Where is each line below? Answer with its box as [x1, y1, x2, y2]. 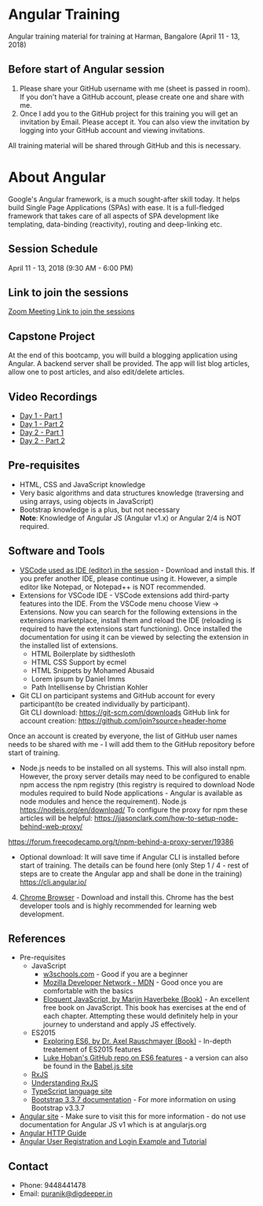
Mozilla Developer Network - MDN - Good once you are [42, 978, 224, 987]
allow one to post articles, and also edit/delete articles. [8, 368, 185, 377]
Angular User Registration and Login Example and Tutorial [19, 1137, 207, 1146]
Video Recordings [8, 390, 98, 403]
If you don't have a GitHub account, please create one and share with [19, 92, 245, 102]
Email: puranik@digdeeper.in [19, 1189, 113, 1198]
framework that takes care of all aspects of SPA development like [8, 211, 219, 220]
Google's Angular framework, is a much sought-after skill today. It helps [8, 194, 241, 204]
